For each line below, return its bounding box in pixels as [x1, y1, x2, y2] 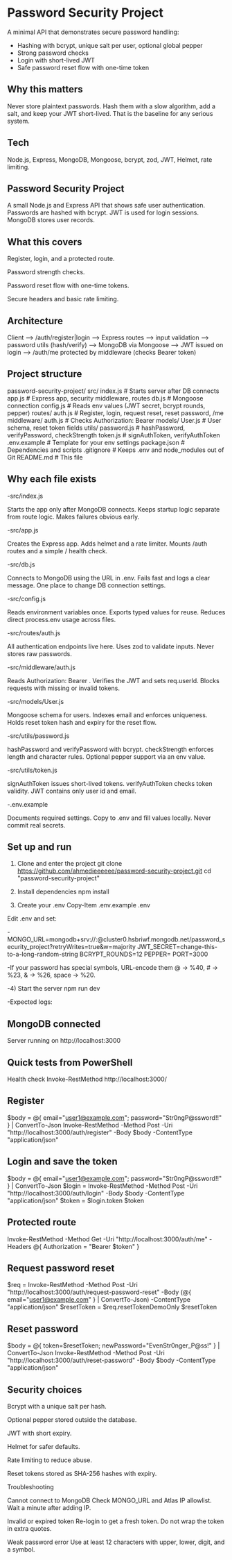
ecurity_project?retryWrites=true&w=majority [7, 943, 136, 951]
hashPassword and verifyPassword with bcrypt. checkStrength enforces [7, 745, 214, 753]
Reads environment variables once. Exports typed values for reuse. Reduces [7, 607, 226, 616]
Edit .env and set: [7, 914, 57, 923]
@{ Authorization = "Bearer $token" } [33, 1242, 140, 1250]
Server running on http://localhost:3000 [7, 1037, 121, 1045]
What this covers [7, 236, 82, 248]
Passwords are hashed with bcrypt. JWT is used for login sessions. [7, 208, 199, 217]
